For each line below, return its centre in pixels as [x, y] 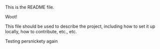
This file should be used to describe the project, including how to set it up [80, 26]
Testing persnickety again [31, 41]
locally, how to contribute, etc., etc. [41, 31]
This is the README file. [30, 7]
